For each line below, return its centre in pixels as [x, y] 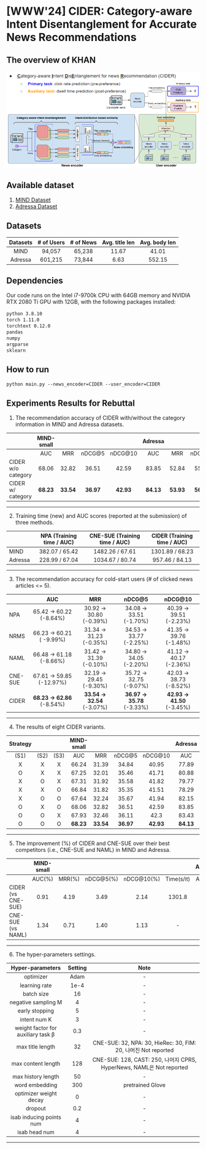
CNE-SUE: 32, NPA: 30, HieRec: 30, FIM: [144, 1043]
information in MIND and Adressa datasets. [70, 425]
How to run [28, 369]
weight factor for [36, 1028]
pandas [15, 332]
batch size [36, 993]
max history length [36, 1076]
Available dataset [40, 185]
